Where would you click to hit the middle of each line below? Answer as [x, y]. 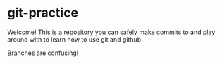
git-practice [43, 13]
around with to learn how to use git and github [74, 39]
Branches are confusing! [43, 53]
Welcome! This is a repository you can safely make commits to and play [111, 32]
